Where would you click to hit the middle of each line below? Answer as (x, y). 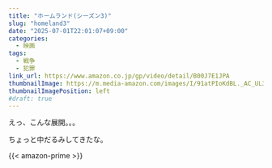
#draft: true (30, 99)
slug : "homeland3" (39, 23)
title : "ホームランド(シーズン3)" (60, 16)
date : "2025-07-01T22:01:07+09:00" (68, 31)
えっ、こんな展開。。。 (44, 123)
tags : (17, 53)
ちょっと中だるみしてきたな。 (58, 140)
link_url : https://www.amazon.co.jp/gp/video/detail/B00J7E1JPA (119, 76)
